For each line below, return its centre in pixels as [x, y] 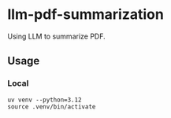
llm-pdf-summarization [86, 15]
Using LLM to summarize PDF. [56, 36]
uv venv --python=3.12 [45, 100]
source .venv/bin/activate [52, 107]
